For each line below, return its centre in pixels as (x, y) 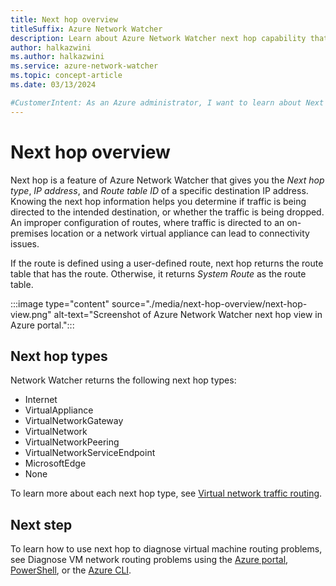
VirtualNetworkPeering (72, 442)
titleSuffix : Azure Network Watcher (86, 29)
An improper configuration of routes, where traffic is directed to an (147, 222)
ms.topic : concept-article (66, 76)
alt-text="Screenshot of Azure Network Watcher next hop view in (188, 314)
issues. (25, 243)
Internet (41, 400)
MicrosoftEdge (55, 463)
